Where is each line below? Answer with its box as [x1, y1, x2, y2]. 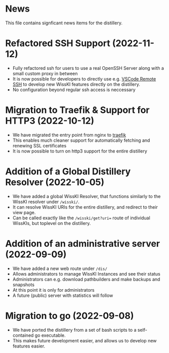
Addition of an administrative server [5, 238, 160, 249]
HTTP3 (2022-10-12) [5, 115, 95, 127]
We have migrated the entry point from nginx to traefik [12, 132, 126, 138]
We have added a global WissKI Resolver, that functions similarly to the [12, 193, 161, 199]
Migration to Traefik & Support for [5, 104, 150, 116]
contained [12, 332, 34, 338]
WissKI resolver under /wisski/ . [12, 199, 80, 205]
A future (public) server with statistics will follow [12, 292, 113, 298]
